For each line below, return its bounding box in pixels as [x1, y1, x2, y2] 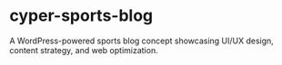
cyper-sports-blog [9, 5, 154, 26]
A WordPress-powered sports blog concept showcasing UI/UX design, [9, 35, 275, 46]
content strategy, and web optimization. [9, 44, 158, 55]
